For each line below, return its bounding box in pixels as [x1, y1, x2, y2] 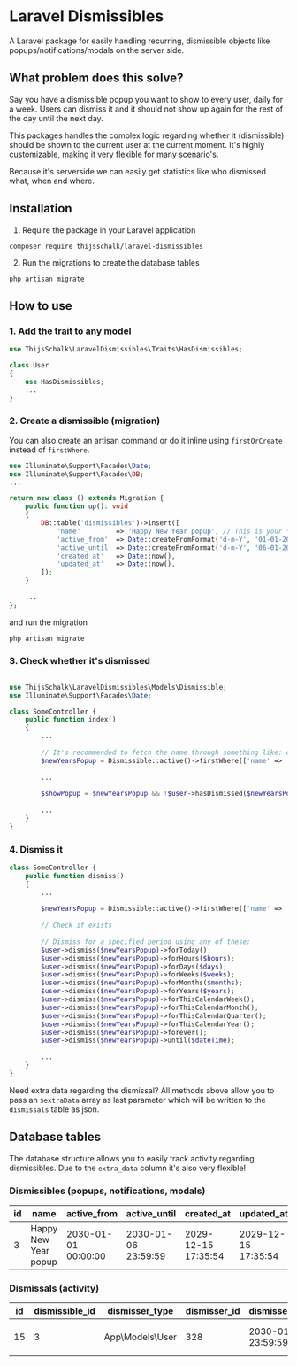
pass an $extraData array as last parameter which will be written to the [9, 1094, 267, 1105]
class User [9, 361, 49, 370]
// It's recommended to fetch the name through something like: [41, 748, 283, 757]
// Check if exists [41, 921, 113, 930]
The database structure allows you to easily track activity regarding [9, 1153, 255, 1163]
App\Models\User [103, 1331, 178, 1343]
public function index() [25, 715, 117, 724]
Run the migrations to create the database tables [21, 257, 201, 267]
